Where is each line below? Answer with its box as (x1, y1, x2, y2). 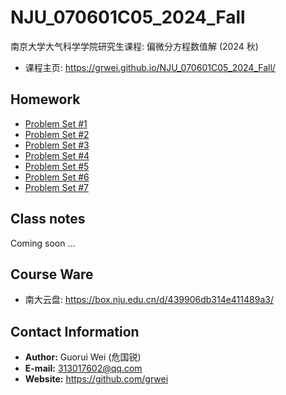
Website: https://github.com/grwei (24, 373, 169, 385)
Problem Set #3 (24, 139, 90, 151)
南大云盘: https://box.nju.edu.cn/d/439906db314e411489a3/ (24, 294, 274, 306)
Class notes (10, 211, 86, 228)
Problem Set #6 (24, 171, 90, 183)
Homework (10, 91, 81, 108)
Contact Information (10, 323, 140, 340)
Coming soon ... (10, 237, 76, 249)
